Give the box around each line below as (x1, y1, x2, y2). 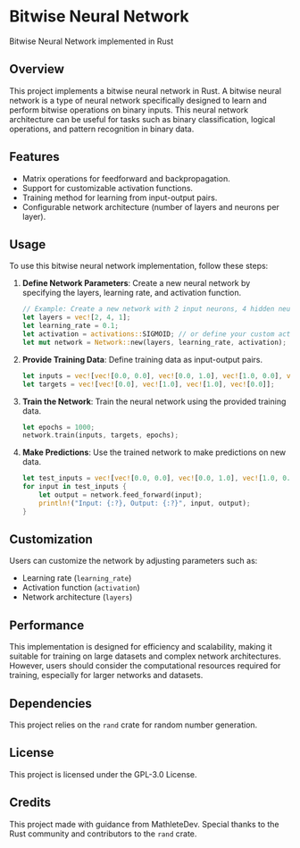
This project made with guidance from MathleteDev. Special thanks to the (9, 819, 279, 829)
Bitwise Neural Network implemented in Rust (9, 36, 174, 46)
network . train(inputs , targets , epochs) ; (21, 431, 179, 440)
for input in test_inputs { (21, 483, 127, 491)
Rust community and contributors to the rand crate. (9, 828, 197, 839)
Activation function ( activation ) (21, 583, 140, 593)
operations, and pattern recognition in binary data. (9, 123, 195, 134)
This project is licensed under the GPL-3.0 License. (9, 768, 198, 779)
